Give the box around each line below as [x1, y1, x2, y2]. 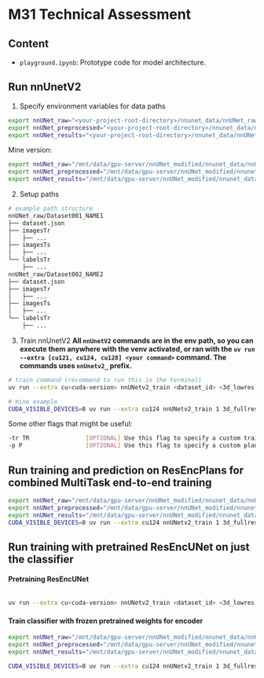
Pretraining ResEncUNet [8, 574, 89, 584]
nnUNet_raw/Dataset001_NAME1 [8, 212, 104, 219]
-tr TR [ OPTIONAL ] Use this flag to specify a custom [8, 434, 241, 442]
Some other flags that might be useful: [8, 419, 133, 429]
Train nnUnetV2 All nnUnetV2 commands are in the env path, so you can [19, 336, 254, 345]
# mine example [8, 397, 58, 406]
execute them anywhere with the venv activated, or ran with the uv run [19, 344, 255, 353]
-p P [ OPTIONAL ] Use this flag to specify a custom [8, 442, 241, 450]
